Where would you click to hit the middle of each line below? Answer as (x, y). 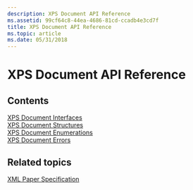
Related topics (39, 162)
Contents (28, 100)
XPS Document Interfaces (45, 118)
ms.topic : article (34, 33)
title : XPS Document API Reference (60, 27)
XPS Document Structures (45, 125)
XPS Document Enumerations (50, 133)
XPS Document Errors (39, 140)
